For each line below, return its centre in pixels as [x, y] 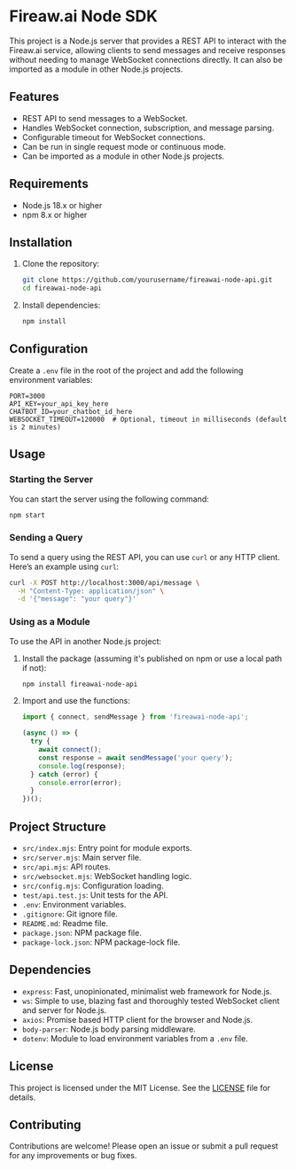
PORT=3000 [27, 396]
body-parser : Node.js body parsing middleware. [109, 1029]
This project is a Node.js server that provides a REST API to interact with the [148, 41]
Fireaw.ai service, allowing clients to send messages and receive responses [148, 50]
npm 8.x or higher [55, 214]
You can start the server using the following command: [109, 499]
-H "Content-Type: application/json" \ [91, 591]
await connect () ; [70, 750]
